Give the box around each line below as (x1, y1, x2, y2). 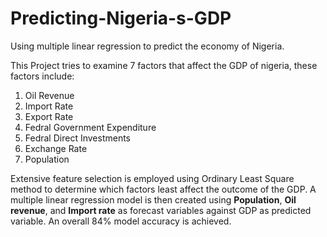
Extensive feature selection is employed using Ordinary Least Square (10, 172, 295, 184)
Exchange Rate (24, 142, 88, 154)
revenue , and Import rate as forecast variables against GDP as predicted (10, 204, 312, 216)
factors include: (10, 70, 75, 82)
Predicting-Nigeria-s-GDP (10, 7, 232, 30)
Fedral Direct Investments (24, 132, 131, 144)
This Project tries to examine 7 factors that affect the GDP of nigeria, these (10, 59, 318, 71)
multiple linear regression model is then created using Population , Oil (10, 193, 297, 206)
